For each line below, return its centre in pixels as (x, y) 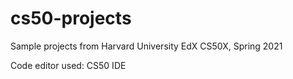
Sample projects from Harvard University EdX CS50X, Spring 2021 (146, 46)
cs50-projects (71, 18)
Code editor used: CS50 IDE (68, 65)
